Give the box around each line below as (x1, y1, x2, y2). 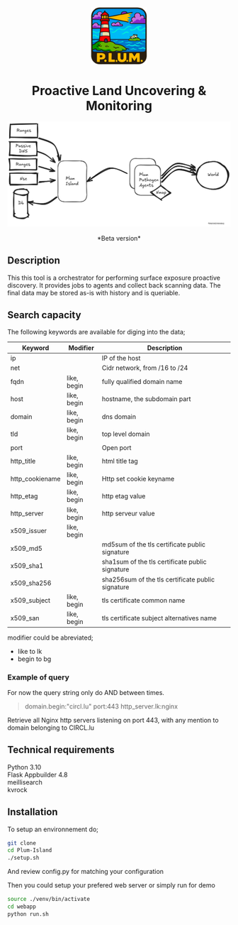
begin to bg (17, 655, 52, 663)
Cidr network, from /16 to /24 (101, 363, 188, 372)
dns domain (101, 412, 137, 421)
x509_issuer (10, 527, 47, 535)
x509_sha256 (10, 579, 52, 588)
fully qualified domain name (101, 378, 183, 386)
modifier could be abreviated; (7, 633, 93, 642)
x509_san (10, 613, 40, 622)
